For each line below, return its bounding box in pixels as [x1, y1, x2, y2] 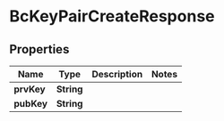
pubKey [13, 98, 47, 109]
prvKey [13, 83, 47, 95]
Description [91, 69, 143, 80]
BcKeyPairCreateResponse [9, 6, 215, 27]
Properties [9, 42, 70, 57]
